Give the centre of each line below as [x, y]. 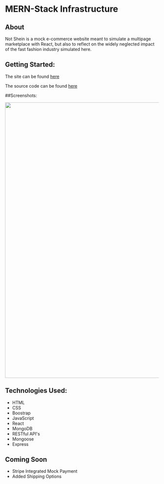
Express [20, 444]
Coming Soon [26, 460]
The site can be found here [32, 76]
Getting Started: [30, 65]
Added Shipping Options [37, 477]
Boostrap [21, 413]
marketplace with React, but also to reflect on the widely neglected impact [80, 44]
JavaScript [23, 418]
